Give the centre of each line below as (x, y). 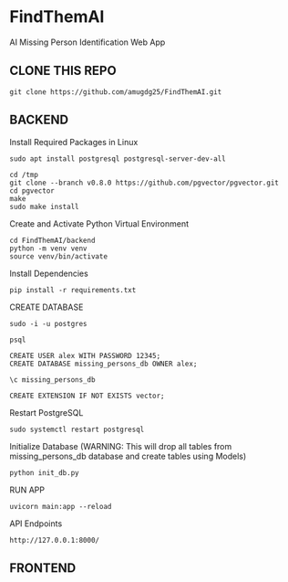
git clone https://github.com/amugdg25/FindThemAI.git (116, 92)
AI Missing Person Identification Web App (87, 42)
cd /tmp (24, 175)
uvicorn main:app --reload (61, 506)
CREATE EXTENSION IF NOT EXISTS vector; (87, 396)
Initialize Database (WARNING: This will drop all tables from (121, 446)
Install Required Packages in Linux (74, 142)
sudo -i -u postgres (49, 323)
